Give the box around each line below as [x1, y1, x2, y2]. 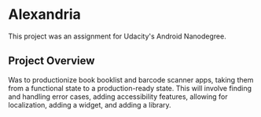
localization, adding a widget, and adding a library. [8, 100, 171, 109]
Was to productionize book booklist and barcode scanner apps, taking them [8, 75, 254, 84]
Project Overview [8, 54, 95, 68]
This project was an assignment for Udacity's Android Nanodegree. [8, 31, 226, 41]
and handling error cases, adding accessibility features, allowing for [8, 92, 228, 101]
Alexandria [8, 5, 81, 24]
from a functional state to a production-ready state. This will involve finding [8, 83, 252, 93]
